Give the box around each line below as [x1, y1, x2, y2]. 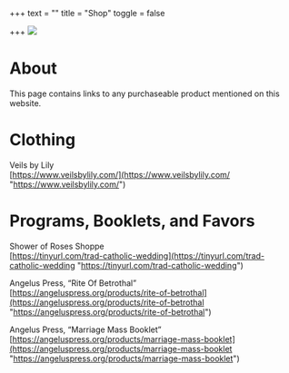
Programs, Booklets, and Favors [9, 211, 255, 231]
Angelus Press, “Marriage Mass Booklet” [9, 324, 162, 335]
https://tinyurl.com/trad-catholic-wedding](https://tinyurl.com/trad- [12, 250, 265, 261]
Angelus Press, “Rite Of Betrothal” [9, 277, 137, 289]
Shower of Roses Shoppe [9, 240, 105, 251]
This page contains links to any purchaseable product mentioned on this [9, 88, 280, 99]
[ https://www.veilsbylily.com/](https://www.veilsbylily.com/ [9, 169, 230, 180]
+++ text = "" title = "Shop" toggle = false [9, 8, 165, 18]
